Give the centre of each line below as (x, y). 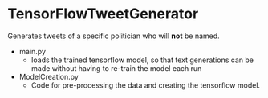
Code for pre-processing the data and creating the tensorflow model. (146, 85)
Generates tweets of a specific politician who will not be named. (114, 36)
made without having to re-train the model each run (116, 68)
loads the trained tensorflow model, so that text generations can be (142, 60)
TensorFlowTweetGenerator (103, 14)
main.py (32, 51)
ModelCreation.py (49, 76)
